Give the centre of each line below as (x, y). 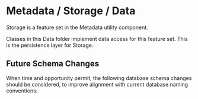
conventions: (22, 91)
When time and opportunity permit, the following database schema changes (99, 78)
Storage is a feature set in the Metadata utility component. (77, 27)
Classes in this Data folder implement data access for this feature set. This (97, 39)
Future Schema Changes (53, 64)
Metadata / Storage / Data (71, 11)
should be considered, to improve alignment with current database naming (97, 84)
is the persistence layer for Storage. (50, 45)
